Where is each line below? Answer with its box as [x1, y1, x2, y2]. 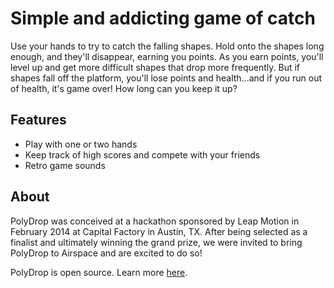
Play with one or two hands [24, 138, 138, 150]
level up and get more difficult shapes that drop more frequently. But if [10, 61, 301, 73]
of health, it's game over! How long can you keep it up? [10, 82, 238, 94]
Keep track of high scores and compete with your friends [24, 148, 261, 161]
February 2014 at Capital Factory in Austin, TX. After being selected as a [10, 225, 308, 237]
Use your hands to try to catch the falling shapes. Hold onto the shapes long [10, 40, 325, 52]
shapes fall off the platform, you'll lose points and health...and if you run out [10, 72, 323, 84]
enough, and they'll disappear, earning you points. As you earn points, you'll [10, 50, 324, 62]
